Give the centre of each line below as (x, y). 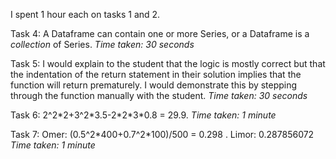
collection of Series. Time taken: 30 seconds (102, 44)
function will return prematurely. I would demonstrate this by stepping (154, 85)
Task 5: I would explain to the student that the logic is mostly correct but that (168, 63)
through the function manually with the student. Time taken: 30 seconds (159, 95)
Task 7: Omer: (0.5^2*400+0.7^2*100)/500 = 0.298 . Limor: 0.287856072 (162, 134)
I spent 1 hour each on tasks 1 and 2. (85, 14)
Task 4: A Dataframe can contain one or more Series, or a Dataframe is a (160, 33)
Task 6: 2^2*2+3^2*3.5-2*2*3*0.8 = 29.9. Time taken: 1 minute (143, 115)
